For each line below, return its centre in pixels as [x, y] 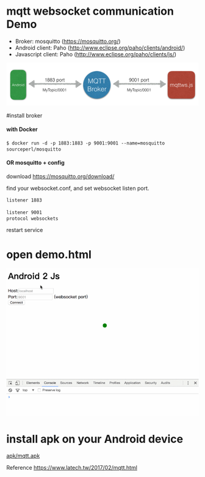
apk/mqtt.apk [23, 456]
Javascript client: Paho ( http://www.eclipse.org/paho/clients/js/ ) [96, 54]
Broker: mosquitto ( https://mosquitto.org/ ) [68, 41]
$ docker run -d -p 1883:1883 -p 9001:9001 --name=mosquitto [86, 143]
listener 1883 [24, 200]
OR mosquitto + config [36, 163]
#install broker [24, 115]
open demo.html [49, 255]
